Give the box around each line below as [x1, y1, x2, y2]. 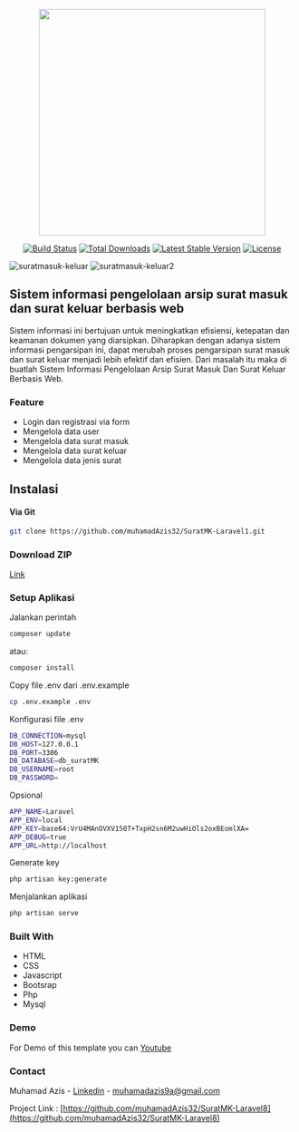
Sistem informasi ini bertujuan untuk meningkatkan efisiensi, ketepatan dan [9, 324, 290, 335]
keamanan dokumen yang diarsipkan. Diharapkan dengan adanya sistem [9, 334, 281, 345]
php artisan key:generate [9, 875, 107, 884]
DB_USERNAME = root [9, 765, 75, 774]
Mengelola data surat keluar [22, 445, 128, 457]
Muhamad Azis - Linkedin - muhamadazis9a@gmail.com [9, 1086, 220, 1097]
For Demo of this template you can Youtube [9, 1042, 172, 1053]
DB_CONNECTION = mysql [9, 730, 88, 740]
